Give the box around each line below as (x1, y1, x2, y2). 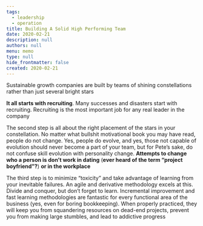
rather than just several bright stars (6, 88, 94, 95)
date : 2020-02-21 (6, 31, 50, 37)
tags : (6, 8, 20, 15)
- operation (12, 20, 42, 26)
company (6, 112, 30, 120)
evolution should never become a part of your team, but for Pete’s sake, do (6, 143, 193, 151)
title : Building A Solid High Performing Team (6, 25, 126, 32)
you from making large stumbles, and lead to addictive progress (6, 213, 166, 221)
